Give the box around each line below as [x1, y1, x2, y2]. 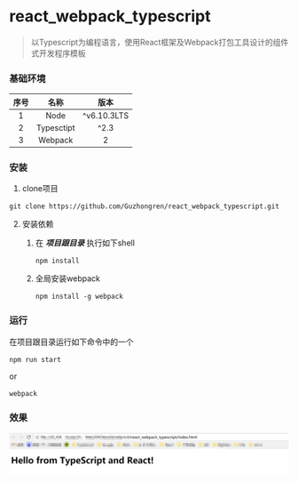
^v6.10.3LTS [82, 109, 129, 121]
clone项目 [21, 183, 59, 194]
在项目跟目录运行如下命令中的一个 [9, 336, 134, 347]
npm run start [9, 355, 62, 364]
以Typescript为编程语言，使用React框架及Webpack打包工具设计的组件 [30, 36, 289, 47]
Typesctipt [36, 123, 75, 133]
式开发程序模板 [30, 47, 86, 59]
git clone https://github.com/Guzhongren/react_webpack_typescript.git [9, 202, 279, 211]
